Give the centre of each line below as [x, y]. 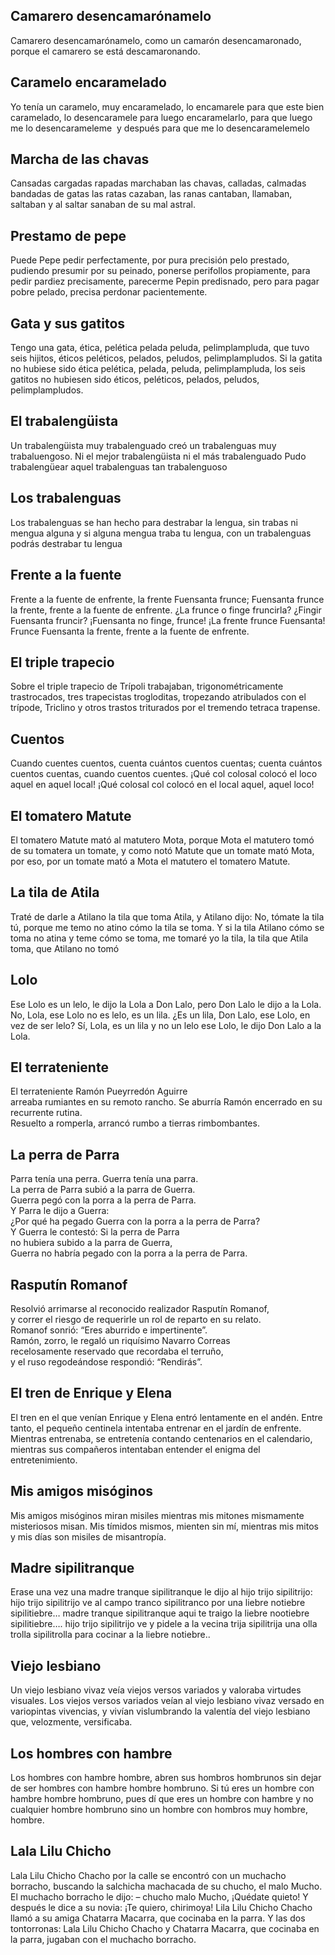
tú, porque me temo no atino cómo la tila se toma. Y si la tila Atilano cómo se [167, 927]
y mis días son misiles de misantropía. [88, 1536]
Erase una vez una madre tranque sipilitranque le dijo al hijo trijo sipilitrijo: [161, 1592]
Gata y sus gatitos [68, 323]
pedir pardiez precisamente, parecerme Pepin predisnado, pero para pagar [165, 281]
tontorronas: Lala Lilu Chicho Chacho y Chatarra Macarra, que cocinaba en [165, 1928]
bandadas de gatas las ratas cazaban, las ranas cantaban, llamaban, [151, 194]
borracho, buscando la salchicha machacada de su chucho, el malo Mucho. [166, 1886]
